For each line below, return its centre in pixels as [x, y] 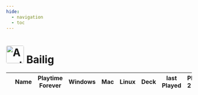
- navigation [27, 17]
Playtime [50, 78]
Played [171, 86]
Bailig [40, 59]
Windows [82, 82]
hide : [13, 12]
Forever [50, 86]
